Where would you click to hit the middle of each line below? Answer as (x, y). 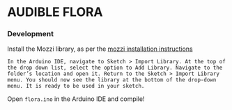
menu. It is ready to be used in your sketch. (76, 86)
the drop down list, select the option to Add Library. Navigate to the (115, 68)
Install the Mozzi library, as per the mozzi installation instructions (100, 49)
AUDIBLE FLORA (55, 12)
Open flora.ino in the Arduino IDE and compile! (76, 99)
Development (31, 34)
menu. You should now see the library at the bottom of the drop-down (112, 80)
